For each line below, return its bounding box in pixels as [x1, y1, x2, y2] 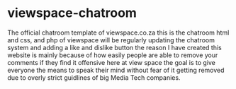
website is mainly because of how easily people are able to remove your [7, 51, 218, 59]
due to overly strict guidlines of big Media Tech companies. [7, 73, 181, 82]
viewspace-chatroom [7, 5, 137, 21]
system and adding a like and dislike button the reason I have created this [7, 43, 222, 52]
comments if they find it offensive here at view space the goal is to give [7, 58, 216, 66]
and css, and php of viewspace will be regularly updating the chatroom [7, 35, 215, 44]
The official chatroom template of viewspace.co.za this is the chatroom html [7, 28, 230, 37]
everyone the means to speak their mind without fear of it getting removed [7, 66, 225, 74]
